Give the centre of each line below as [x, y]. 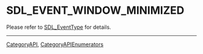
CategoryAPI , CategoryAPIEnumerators [55, 44]
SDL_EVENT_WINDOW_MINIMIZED [95, 10]
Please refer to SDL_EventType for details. [59, 27]
